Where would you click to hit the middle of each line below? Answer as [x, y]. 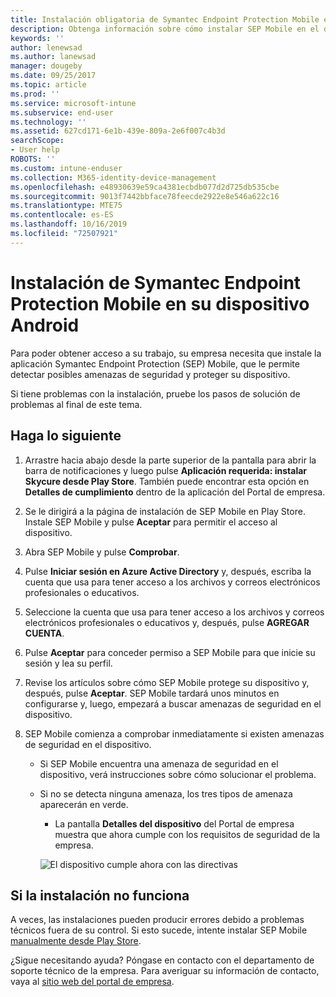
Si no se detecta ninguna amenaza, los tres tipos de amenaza [166, 793]
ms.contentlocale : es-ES [62, 215]
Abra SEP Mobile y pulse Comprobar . [102, 552]
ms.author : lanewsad [53, 57]
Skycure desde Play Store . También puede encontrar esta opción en [167, 481]
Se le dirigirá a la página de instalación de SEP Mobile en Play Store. [165, 511]
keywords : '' [37, 38]
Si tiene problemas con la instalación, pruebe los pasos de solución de [155, 393]
